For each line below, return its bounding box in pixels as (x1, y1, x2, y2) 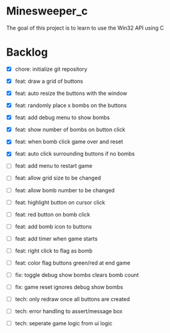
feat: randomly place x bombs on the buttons (14, 102, 127, 109)
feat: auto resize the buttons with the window (14, 89, 128, 97)
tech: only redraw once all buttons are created (14, 296, 130, 303)
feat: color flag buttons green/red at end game (14, 259, 131, 267)
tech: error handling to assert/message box (14, 308, 123, 315)
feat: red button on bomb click (14, 210, 90, 218)
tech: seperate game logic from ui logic (14, 320, 113, 327)
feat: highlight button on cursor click (14, 198, 105, 206)
